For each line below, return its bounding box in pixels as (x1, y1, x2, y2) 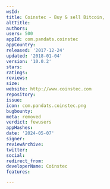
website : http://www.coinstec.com (6, 86, 92, 92)
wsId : (6, 8, 20, 15)
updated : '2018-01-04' (6, 53, 62, 59)
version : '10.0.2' (6, 58, 52, 64)
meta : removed (6, 114, 42, 119)
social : (6, 152, 26, 158)
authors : (6, 25, 28, 31)
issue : (6, 97, 23, 103)
